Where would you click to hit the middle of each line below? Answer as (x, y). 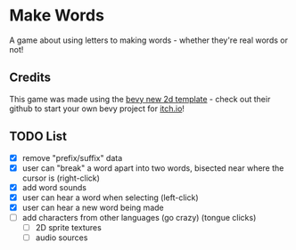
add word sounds (54, 187)
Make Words (57, 16)
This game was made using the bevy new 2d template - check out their (140, 99)
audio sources (62, 238)
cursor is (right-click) (61, 178)
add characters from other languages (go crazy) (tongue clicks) (139, 217)
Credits (30, 78)
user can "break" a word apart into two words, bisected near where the (153, 168)
